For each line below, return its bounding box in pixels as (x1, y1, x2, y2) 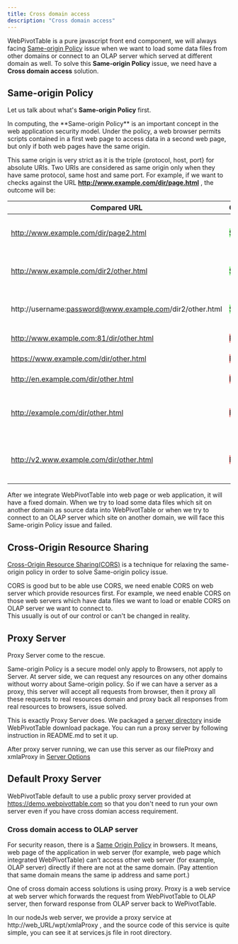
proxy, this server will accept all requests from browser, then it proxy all (7, 687, 216, 695)
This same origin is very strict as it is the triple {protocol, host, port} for (7, 156, 215, 164)
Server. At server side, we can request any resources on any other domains (7, 672, 228, 680)
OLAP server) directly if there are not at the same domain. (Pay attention (7, 863, 218, 872)
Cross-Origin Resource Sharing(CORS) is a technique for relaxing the (7, 561, 209, 569)
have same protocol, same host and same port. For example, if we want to (7, 171, 224, 179)
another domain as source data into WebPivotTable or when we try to (7, 506, 210, 515)
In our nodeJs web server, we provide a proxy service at (7, 914, 172, 922)
